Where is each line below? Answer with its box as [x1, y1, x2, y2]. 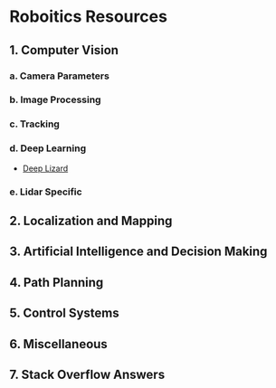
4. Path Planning [9, 274, 104, 290]
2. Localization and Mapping [9, 213, 173, 228]
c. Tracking [9, 118, 61, 130]
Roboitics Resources [9, 6, 167, 27]
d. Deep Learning [9, 142, 87, 155]
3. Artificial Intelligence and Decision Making [9, 244, 268, 260]
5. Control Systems [9, 306, 119, 321]
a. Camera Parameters [9, 70, 110, 82]
